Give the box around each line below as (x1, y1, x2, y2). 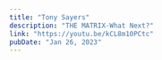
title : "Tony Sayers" (9, 12, 90, 22)
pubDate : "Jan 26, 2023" (9, 37, 102, 47)
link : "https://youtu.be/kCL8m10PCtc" (9, 29, 154, 38)
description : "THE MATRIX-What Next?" (9, 21, 154, 30)
